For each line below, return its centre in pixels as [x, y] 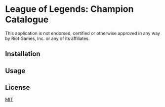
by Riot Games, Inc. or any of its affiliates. [47, 38]
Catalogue [27, 19]
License [18, 88]
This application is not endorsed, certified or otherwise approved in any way [83, 33]
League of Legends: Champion [69, 9]
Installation [23, 54]
